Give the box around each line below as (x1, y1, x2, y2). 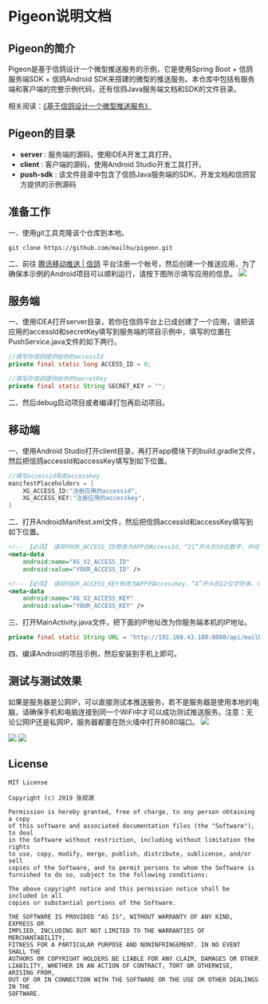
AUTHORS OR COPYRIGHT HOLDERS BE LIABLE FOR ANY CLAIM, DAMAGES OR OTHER (8, 954, 259, 962)
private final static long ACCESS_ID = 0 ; (8, 360, 152, 368)
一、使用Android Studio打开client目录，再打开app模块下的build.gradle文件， (8, 446, 259, 455)
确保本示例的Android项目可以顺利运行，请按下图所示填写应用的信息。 (8, 268, 237, 278)
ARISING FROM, (8, 968, 56, 977)
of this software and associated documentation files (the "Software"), (8, 822, 255, 830)
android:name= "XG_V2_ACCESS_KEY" (22, 594, 134, 603)
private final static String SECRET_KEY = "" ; (8, 383, 166, 391)
